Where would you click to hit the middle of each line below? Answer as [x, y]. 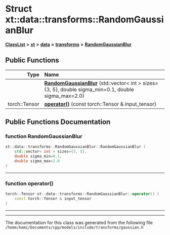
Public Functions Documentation [58, 122]
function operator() [29, 183]
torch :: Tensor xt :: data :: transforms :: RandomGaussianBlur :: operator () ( [82, 194]
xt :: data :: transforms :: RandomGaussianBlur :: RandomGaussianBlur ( [75, 147]
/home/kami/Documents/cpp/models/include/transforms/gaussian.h [74, 227]
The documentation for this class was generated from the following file [79, 222]
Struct [19, 9]
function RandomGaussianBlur [44, 136]
